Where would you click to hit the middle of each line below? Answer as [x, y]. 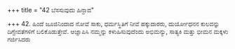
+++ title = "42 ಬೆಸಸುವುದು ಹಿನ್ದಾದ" [51, 10]
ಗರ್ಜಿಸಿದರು [19, 39]
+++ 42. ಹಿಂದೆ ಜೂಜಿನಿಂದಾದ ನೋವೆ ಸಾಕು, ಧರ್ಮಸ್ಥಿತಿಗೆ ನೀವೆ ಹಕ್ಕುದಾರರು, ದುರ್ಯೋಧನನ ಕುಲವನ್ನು [113, 24]
